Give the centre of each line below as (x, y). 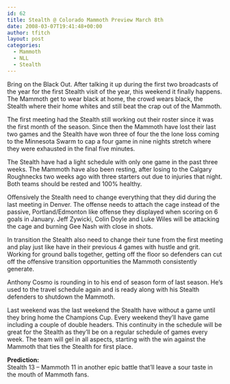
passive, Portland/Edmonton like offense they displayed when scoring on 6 (113, 212)
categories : (24, 45)
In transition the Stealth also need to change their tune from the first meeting (115, 239)
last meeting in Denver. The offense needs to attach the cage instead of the (114, 204)
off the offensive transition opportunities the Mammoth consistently (102, 261)
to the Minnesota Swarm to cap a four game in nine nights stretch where (109, 141)
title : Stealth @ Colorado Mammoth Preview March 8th (86, 20)
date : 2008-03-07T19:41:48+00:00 (55, 26)
